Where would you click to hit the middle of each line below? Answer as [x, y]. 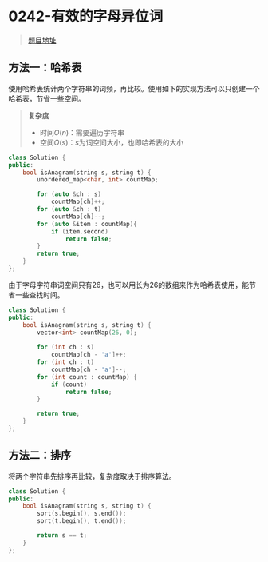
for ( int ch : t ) [65, 362]
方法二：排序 [40, 455]
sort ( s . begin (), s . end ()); [82, 514]
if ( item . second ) [80, 231]
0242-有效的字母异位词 [86, 16]
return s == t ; [62, 536]
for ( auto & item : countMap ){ [87, 224]
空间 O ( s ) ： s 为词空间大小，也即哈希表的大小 [112, 142]
